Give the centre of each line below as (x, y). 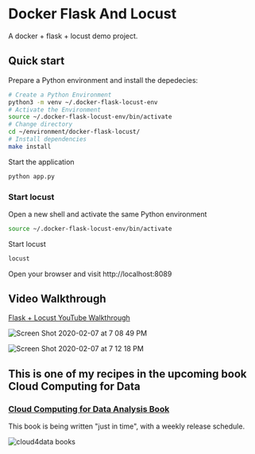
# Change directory (41, 124)
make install (30, 147)
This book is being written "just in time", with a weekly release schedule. (126, 426)
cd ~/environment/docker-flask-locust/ (74, 132)
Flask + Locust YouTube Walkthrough (70, 318)
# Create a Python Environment (60, 95)
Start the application (41, 162)
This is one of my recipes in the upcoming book (128, 374)
